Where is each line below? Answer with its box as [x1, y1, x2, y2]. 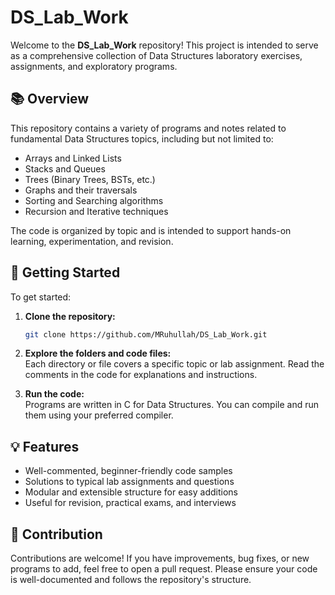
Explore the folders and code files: [24, 347, 172, 360]
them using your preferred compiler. [24, 409, 174, 421]
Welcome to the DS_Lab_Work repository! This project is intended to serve [10, 39, 319, 51]
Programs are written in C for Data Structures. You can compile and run [24, 399, 320, 411]
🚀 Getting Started [10, 264, 121, 281]
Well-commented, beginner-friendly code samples [24, 465, 233, 477]
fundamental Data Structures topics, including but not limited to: [10, 132, 274, 145]
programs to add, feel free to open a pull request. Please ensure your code [10, 563, 318, 575]
